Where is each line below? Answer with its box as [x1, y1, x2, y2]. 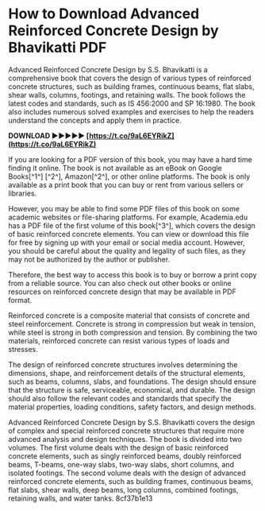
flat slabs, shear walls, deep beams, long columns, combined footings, [8, 485, 239, 494]
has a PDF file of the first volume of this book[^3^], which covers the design [8, 220, 255, 230]
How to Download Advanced [8, 5, 200, 23]
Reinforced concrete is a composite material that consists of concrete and [8, 311, 250, 320]
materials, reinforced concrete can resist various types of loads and [8, 335, 230, 346]
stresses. [8, 344, 38, 354]
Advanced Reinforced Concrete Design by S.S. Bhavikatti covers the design [8, 417, 255, 427]
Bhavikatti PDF [8, 39, 107, 56]
